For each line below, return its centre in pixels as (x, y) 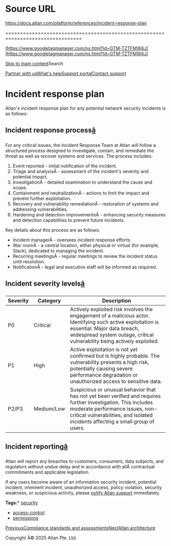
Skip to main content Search (34, 63)
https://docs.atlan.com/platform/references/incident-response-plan (76, 23)
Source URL (31, 9)
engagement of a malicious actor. (110, 315)
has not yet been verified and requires (116, 396)
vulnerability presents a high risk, (109, 362)
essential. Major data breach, (105, 328)
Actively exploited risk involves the (111, 309)
